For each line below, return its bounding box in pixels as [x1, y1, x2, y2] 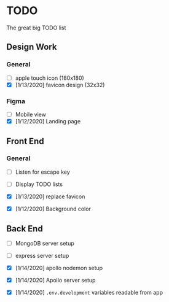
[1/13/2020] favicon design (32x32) [15, 81, 105, 88]
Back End [6, 223, 43, 234]
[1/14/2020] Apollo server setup [15, 277, 96, 284]
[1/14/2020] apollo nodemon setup [15, 265, 103, 272]
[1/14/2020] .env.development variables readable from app [15, 289, 163, 296]
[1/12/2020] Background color [15, 205, 91, 212]
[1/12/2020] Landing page [15, 118, 81, 125]
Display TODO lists [15, 180, 63, 188]
